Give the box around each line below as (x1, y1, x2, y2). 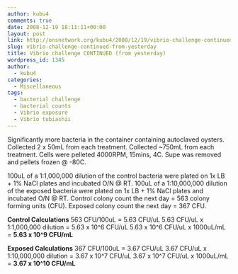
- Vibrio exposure (13, 109, 69, 116)
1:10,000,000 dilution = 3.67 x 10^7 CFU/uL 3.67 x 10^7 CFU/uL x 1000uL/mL (7, 251, 229, 260)
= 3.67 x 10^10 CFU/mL (7, 259, 76, 268)
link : (7, 37, 23, 44)
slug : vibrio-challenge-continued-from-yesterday (7, 43, 157, 50)
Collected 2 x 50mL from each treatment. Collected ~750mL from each (7, 142, 215, 151)
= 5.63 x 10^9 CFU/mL (7, 230, 73, 239)
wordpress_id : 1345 (7, 57, 65, 64)
